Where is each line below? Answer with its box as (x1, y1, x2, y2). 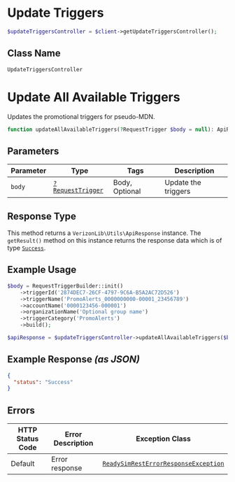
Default (10, 459, 35, 469)
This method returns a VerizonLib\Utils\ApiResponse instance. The (7, 229, 201, 237)
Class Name (7, 48, 61, 59)
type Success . (7, 243, 46, 253)
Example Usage (7, 264, 77, 276)
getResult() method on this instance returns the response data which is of (7, 236, 222, 245)
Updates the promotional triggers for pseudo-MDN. (7, 112, 155, 120)
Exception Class (136, 434, 191, 444)
